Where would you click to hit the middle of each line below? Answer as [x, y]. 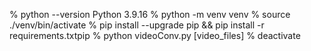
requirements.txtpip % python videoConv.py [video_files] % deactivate [155, 35]
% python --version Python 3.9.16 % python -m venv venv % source [150, 14]
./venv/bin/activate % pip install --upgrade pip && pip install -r [137, 25]
